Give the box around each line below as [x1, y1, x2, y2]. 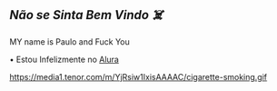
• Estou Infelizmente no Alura [9, 54, 120, 65]
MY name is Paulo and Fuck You [9, 35, 130, 47]
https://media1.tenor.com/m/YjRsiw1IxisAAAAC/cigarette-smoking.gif [9, 71, 268, 82]
